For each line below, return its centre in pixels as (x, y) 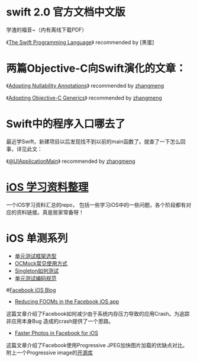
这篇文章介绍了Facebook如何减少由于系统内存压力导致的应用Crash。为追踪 (98, 313)
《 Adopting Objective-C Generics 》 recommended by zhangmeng (84, 98)
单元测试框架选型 (35, 256)
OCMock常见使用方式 (41, 263)
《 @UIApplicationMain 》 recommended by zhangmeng (71, 161)
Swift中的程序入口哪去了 (66, 124)
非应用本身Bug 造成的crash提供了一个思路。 (60, 321)
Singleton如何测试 (37, 271)
